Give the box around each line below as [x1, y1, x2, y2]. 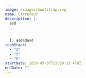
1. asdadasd [9, 38, 34, 43]
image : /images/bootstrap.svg [5, 7, 67, 12]
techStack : [5, 42, 27, 48]
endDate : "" [5, 65, 29, 70]
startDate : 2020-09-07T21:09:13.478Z [5, 60, 82, 66]
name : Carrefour [5, 12, 38, 17]
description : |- [5, 16, 38, 21]
